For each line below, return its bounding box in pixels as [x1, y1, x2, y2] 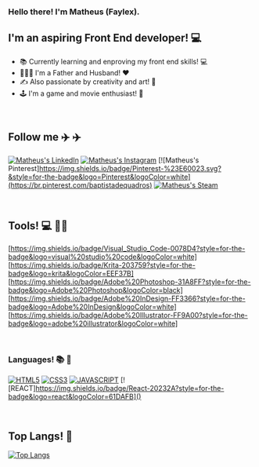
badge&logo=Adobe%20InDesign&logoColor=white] [8, 302, 178, 312]
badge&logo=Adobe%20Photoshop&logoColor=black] [8, 286, 184, 295]
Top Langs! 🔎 [8, 430, 73, 443]
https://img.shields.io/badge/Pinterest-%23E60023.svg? [38, 163, 221, 173]
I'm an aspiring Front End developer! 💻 [8, 31, 202, 45]
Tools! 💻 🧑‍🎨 [8, 219, 68, 232]
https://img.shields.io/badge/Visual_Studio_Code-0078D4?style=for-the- [10, 244, 246, 254]
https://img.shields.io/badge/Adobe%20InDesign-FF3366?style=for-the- [10, 294, 246, 304]
